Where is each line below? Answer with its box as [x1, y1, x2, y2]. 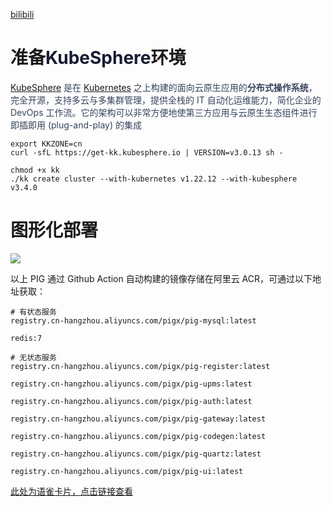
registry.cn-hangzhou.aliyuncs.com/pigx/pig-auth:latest [10, 396, 253, 406]
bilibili [10, 9, 35, 20]
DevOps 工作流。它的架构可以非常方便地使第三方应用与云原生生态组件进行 [10, 106, 318, 118]
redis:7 [10, 333, 43, 343]
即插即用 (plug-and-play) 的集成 [10, 119, 142, 131]
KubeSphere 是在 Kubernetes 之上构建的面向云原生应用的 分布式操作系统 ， [10, 81, 318, 93]
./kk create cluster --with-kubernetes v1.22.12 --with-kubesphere [10, 174, 298, 184]
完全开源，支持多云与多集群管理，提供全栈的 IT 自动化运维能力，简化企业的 [10, 94, 322, 106]
